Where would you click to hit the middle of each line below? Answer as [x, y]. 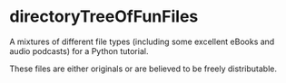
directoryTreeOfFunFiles [104, 17]
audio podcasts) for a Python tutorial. [79, 51]
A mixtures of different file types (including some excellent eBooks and [142, 41]
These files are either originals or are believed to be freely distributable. [143, 69]
